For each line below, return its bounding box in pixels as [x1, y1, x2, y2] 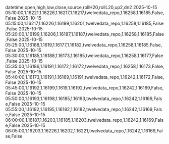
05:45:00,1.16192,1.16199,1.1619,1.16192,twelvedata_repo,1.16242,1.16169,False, [5, 85, 164, 90]
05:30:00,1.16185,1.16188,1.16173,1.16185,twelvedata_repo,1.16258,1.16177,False [5, 53, 163, 59]
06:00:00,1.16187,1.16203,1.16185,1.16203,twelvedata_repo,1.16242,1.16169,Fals [5, 117, 164, 123]
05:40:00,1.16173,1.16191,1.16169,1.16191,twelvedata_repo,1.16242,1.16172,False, [5, 74, 164, 80]
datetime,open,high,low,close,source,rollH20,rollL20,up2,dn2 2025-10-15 [5, 5, 157, 10]
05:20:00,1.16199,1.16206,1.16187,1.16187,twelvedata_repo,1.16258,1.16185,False [5, 31, 164, 37]
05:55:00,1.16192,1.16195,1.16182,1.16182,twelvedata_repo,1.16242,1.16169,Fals [5, 106, 162, 112]
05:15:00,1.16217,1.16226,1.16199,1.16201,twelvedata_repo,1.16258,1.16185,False [5, 20, 164, 26]
